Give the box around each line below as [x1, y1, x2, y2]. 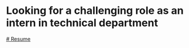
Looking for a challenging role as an [6, 4, 184, 17]
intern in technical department [6, 16, 158, 29]
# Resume [6, 35, 31, 42]
